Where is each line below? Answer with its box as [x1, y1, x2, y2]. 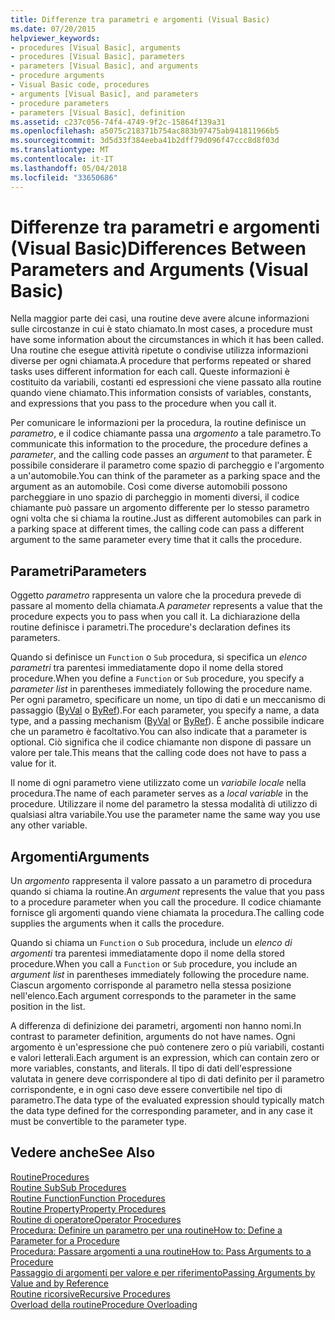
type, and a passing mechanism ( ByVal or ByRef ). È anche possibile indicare [10, 715, 325, 727]
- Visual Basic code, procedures [10, 80, 150, 90]
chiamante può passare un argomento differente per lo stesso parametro [10, 502, 310, 514]
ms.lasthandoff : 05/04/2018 [10, 163, 128, 173]
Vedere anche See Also [10, 1144, 156, 1161]
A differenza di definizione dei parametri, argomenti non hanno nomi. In [10, 1020, 302, 1032]
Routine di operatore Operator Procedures [10, 1213, 182, 1225]
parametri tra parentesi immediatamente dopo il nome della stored [10, 662, 284, 674]
